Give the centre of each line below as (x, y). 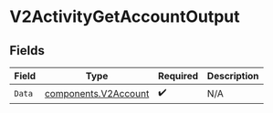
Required (178, 76)
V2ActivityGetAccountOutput (125, 17)
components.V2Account (97, 93)
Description (233, 76)
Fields (27, 51)
